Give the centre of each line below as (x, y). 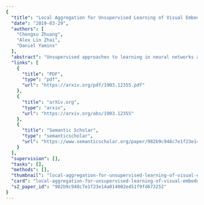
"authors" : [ (28, 29)
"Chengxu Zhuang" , (40, 35)
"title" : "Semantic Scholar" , (60, 130)
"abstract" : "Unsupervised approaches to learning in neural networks (103, 57)
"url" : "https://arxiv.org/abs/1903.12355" (78, 113)
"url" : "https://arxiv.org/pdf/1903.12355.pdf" (83, 86)
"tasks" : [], (28, 164)
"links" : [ (25, 62)
